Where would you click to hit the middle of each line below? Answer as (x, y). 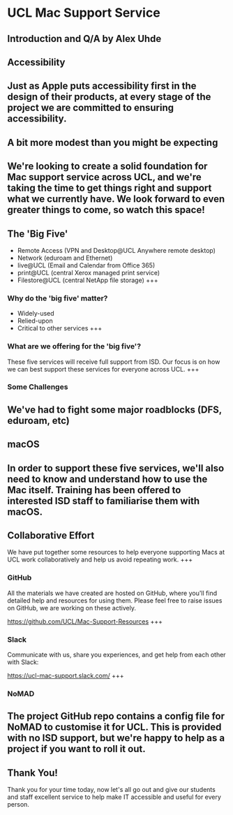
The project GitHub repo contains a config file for (116, 716)
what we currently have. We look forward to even (116, 199)
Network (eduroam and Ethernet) (65, 258)
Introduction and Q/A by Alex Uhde (84, 39)
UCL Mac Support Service (84, 13)
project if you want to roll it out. (76, 749)
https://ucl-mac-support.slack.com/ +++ (66, 676)
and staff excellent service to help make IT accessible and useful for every (114, 797)
